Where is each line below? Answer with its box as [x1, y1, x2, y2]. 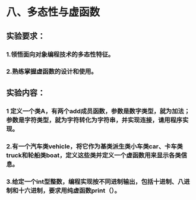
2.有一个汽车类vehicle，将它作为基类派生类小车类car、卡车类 [6, 142, 183, 150]
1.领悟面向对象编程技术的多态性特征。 [6, 50, 115, 58]
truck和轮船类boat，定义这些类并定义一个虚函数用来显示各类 [6, 151, 181, 159]
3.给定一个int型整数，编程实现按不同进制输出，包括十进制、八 [6, 177, 184, 186]
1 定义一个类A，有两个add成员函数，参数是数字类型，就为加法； [6, 107, 190, 115]
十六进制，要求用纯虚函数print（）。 [18, 186, 121, 195]
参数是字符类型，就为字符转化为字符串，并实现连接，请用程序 [6, 116, 183, 124]
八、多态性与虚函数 [6, 5, 100, 19]
